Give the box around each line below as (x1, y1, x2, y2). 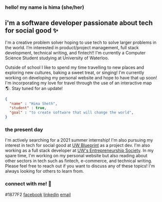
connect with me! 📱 (5, 181, 52, 187)
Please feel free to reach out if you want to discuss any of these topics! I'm (5, 163, 155, 169)
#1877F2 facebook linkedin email (5, 191, 71, 197)
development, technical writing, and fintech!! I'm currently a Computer (5, 50, 146, 55)
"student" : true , (9, 106, 47, 110)
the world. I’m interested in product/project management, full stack (5, 44, 139, 50)
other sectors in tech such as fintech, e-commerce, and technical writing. (5, 158, 152, 164)
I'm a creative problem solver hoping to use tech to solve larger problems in (5, 39, 157, 45)
